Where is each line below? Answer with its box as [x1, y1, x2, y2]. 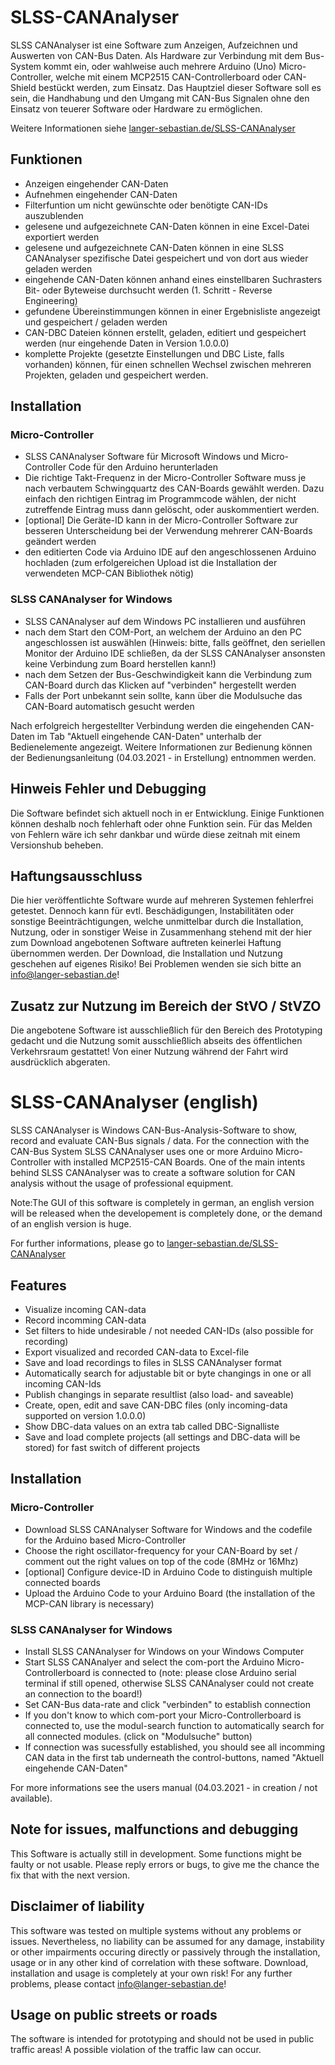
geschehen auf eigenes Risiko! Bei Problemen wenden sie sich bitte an [10, 958, 302, 970]
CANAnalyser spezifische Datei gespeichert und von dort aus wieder [24, 252, 309, 264]
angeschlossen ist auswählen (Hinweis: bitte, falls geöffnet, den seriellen [24, 636, 326, 648]
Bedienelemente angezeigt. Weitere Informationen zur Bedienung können [10, 741, 313, 753]
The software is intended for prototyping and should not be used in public [10, 2033, 315, 2045]
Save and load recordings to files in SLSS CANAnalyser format [24, 1356, 282, 1368]
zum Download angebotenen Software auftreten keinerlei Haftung [10, 937, 282, 949]
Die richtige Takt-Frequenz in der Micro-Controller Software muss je [24, 472, 307, 484]
